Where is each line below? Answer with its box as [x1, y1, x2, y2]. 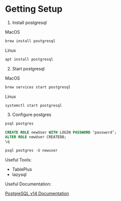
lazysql [12, 171, 27, 177]
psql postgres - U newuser [5, 148, 58, 153]
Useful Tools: [5, 156, 32, 162]
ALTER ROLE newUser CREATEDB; [5, 134, 67, 140]
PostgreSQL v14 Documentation [5, 190, 69, 196]
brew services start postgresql [5, 85, 71, 89]
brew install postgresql [5, 38, 56, 44]
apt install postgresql [5, 57, 54, 62]
